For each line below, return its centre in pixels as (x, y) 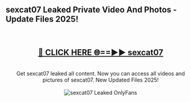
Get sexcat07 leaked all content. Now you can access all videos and (101, 73)
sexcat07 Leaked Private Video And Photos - (91, 10)
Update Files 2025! (42, 19)
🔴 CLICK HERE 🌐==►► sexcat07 (101, 52)
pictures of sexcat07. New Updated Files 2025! (101, 80)
